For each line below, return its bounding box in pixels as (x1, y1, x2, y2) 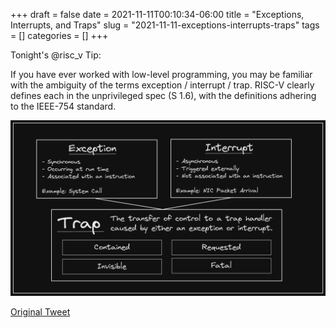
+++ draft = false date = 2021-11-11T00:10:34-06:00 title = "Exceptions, (10, 9, 305, 20)
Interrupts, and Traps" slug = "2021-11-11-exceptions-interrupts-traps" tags (10, 19, 320, 31)
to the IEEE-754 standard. (10, 100, 117, 112)
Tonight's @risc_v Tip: (10, 49, 102, 61)
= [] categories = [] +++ (10, 30, 109, 41)
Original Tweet (10, 305, 71, 318)
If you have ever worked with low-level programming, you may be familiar (10, 69, 313, 80)
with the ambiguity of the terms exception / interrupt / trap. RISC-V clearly (10, 79, 315, 91)
